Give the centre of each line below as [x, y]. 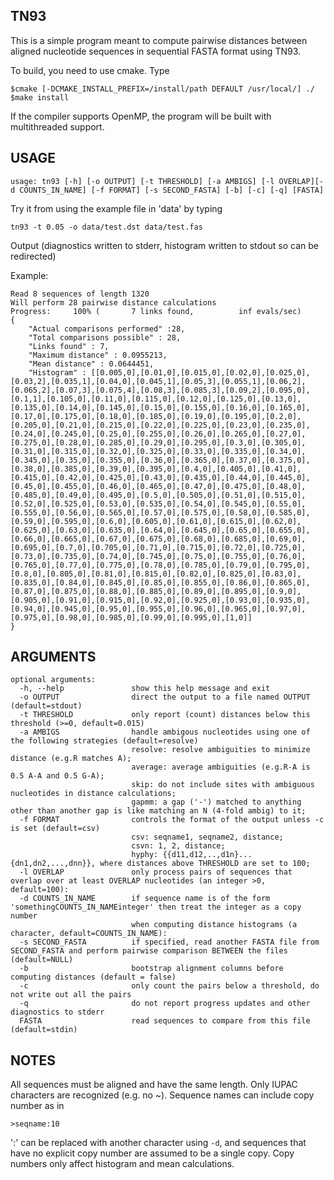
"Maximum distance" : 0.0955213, [98, 355]
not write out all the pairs [71, 995]
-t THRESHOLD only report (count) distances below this [165, 715]
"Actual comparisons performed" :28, [107, 329]
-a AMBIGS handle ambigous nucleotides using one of [165, 732]
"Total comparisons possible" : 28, [105, 337]
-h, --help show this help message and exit [145, 689]
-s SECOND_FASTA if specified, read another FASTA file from [169, 942]
